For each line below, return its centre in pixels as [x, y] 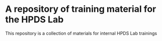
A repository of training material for [81, 9]
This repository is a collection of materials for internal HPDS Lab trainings [81, 33]
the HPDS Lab [34, 20]
